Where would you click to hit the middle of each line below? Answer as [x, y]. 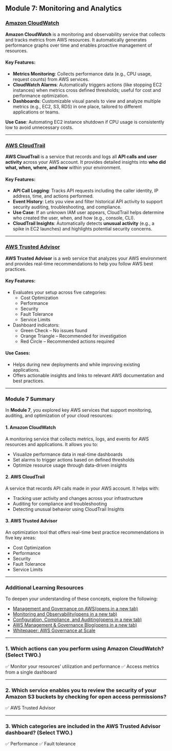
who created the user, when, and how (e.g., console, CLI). [74, 218]
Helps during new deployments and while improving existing [76, 364]
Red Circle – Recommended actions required [67, 341]
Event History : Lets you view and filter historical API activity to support [88, 202]
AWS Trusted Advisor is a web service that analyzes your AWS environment [86, 258]
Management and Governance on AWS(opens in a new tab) [75, 609]
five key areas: [21, 538]
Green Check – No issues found [54, 330]
